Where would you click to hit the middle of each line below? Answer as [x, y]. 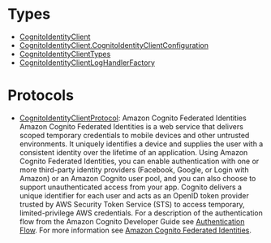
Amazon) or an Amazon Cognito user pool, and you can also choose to [138, 178]
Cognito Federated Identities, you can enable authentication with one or [139, 161]
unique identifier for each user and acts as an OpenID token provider [134, 195]
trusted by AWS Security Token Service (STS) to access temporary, [132, 204]
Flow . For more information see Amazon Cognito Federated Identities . [135, 230]
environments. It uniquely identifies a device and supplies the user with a [141, 144]
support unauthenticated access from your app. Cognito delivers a [131, 187]
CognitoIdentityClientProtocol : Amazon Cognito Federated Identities [133, 118]
